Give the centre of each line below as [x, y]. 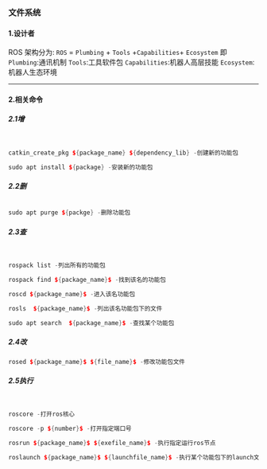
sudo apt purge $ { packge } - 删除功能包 [70, 213]
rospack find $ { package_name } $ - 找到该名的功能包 [87, 280]
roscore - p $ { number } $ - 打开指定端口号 [70, 429]
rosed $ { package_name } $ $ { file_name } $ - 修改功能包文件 [97, 362]
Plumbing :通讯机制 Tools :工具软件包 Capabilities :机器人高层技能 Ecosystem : [132, 62]
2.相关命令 [26, 99]
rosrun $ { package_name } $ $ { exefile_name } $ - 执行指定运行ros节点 [112, 444]
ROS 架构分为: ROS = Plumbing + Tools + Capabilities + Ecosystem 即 [118, 53]
